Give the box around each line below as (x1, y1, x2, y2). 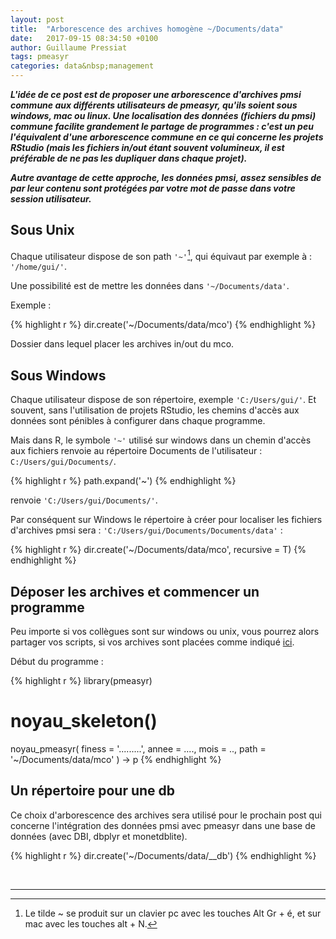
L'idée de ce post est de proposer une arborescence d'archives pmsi (10, 89, 302, 100)
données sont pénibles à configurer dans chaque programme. (10, 415, 266, 427)
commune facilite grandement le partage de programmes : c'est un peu (10, 121, 314, 132)
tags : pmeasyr (10, 52, 70, 62)
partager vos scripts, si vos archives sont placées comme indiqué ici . (10, 636, 295, 648)
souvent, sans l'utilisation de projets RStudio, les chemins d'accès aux (10, 404, 300, 416)
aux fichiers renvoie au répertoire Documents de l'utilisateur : (10, 445, 263, 457)
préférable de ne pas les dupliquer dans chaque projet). (10, 152, 248, 164)
